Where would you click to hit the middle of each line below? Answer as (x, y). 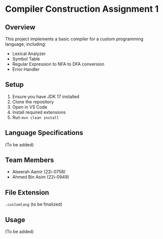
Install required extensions (39, 112)
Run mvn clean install (35, 117)
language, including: (26, 44)
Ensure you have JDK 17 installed (46, 96)
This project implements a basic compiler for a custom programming (74, 39)
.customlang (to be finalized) (34, 204)
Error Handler (26, 69)
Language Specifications (44, 133)
